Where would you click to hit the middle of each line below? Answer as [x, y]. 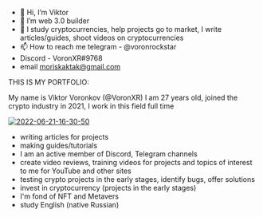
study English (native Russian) [69, 205]
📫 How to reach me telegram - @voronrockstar [98, 47]
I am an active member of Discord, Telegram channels [108, 154]
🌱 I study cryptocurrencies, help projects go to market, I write [120, 29]
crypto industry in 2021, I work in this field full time [91, 106]
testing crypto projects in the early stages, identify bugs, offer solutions [137, 179]
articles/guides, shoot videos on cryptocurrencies [102, 37]
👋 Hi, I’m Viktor [44, 12]
